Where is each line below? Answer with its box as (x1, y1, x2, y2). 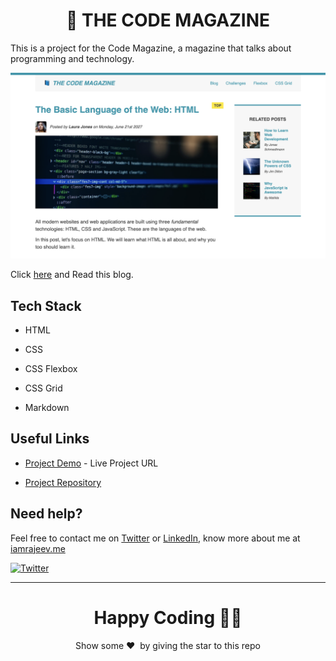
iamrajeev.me (10, 542, 66, 554)
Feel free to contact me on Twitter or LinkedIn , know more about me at (10, 532, 301, 544)
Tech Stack (10, 297, 82, 314)
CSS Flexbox (24, 363, 78, 375)
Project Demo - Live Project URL (24, 457, 159, 469)
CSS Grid (24, 382, 63, 394)
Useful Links (10, 430, 90, 448)
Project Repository (24, 476, 102, 488)
